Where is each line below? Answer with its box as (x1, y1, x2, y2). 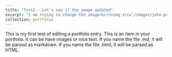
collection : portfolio (5, 17, 54, 22)
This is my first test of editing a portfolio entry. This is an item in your (5, 31, 150, 37)
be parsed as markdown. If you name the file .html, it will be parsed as (5, 42, 154, 48)
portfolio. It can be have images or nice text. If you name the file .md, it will (5, 36, 163, 42)
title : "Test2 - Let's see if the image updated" (5, 7, 114, 13)
